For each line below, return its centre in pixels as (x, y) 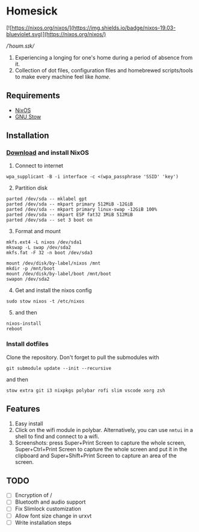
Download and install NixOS (47, 153)
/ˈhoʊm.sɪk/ (20, 46)
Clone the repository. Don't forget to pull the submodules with (83, 357)
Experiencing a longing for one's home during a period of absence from (104, 57)
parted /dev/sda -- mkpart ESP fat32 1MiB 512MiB (70, 215)
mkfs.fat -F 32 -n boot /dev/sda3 (50, 253)
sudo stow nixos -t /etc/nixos (45, 302)
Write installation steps (43, 522)
